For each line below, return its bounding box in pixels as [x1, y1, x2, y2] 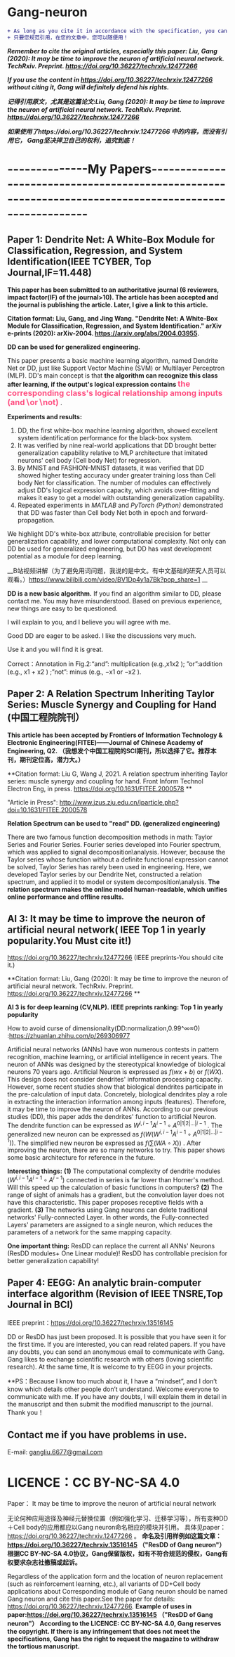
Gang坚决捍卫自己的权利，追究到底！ [27, 136, 136, 144]
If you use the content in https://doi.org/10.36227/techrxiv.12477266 [7, 75, 213, 84]
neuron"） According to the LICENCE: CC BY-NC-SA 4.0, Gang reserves [7, 1619, 222, 1627]
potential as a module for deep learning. [7, 551, 123, 560]
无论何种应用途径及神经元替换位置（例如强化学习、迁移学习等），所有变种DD [7, 1514, 229, 1523]
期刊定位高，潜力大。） [19, 755, 84, 764]
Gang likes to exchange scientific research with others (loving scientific [7, 1355, 214, 1363]
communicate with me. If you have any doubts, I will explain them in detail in [7, 1392, 227, 1400]
